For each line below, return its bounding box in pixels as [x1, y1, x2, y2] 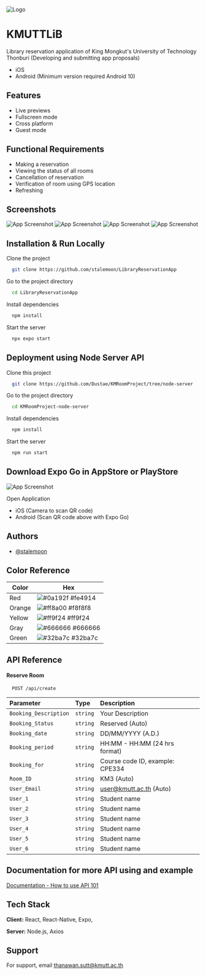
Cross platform [15, 120, 53, 127]
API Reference [6, 654, 63, 665]
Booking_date [9, 730, 48, 737]
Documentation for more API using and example [6, 865, 193, 875]
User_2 [9, 805, 29, 812]
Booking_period [9, 744, 54, 751]
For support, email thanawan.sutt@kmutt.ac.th [6, 961, 124, 969]
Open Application [6, 495, 50, 502]
